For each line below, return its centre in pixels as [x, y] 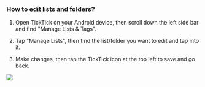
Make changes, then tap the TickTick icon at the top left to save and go [105, 59]
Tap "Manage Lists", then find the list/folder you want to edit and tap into [107, 41]
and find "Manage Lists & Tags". [56, 29]
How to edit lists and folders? [51, 9]
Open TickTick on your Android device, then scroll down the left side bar [107, 23]
